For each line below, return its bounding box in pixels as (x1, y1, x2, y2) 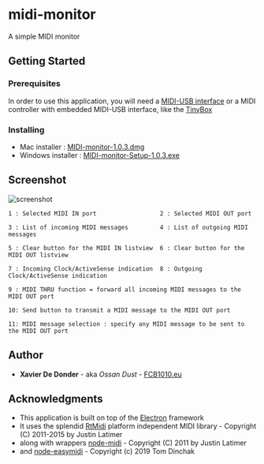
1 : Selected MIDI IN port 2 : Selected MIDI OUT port (8, 209, 252, 218)
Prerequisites (8, 78, 61, 89)
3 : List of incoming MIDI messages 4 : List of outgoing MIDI (8, 223, 248, 231)
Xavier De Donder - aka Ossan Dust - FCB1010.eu (19, 369, 183, 379)
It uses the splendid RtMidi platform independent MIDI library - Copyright (19, 421, 257, 431)
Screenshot (8, 174, 67, 187)
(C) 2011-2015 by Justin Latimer (19, 430, 123, 440)
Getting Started (8, 54, 86, 68)
